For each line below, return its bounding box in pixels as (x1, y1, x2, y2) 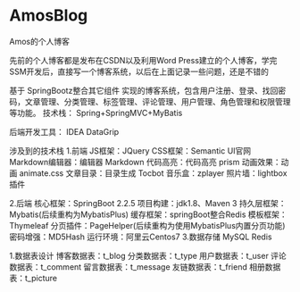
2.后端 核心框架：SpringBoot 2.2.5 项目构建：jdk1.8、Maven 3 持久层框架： (9, 197, 287, 208)
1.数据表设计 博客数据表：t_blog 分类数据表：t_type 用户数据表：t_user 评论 (9, 250, 287, 261)
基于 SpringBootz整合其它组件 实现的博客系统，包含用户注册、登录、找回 (9, 85, 279, 96)
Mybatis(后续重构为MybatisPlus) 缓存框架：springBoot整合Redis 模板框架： (9, 209, 287, 220)
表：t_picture (9, 272, 58, 283)
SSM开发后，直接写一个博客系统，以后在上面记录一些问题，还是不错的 (9, 66, 270, 77)
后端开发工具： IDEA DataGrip (9, 126, 120, 137)
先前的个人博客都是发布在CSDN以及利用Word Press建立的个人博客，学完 (9, 54, 278, 65)
